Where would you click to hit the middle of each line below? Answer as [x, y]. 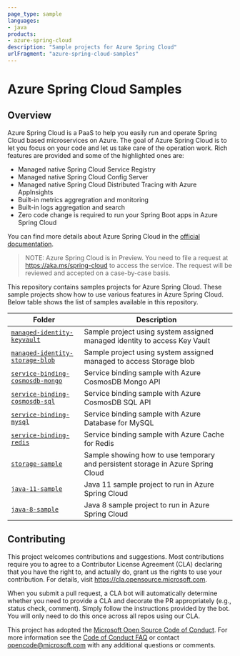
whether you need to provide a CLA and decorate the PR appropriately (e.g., [120, 600]
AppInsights [35, 192]
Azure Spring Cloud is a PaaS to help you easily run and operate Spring [112, 132]
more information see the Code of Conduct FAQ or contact [94, 637]
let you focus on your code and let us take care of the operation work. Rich [117, 148]
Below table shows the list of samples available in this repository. [103, 302]
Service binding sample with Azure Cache [154, 434]
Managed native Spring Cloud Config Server [83, 177]
